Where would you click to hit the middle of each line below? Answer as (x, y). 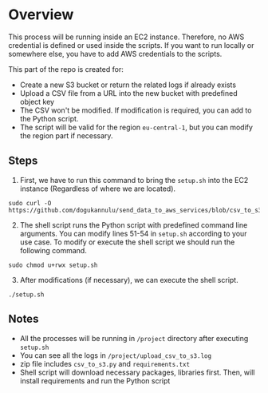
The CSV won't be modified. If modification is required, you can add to (136, 110)
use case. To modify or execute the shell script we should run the (127, 242)
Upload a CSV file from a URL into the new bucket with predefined (128, 93)
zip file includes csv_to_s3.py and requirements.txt (104, 363)
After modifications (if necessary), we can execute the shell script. (129, 280)
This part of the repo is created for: (66, 69)
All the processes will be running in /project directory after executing (134, 338)
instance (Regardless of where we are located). (98, 189)
